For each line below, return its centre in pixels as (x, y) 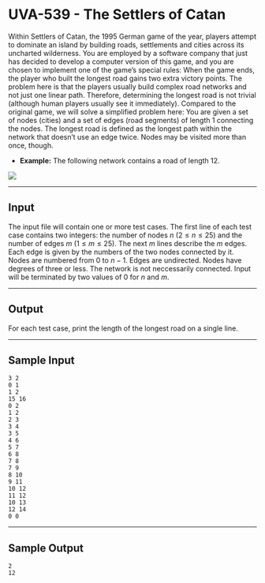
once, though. (31, 145)
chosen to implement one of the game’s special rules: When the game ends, (131, 69)
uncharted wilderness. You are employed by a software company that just (128, 53)
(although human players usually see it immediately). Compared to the (122, 103)
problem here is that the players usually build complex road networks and (127, 86)
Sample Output (46, 548)
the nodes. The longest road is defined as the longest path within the (120, 129)
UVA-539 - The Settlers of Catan (117, 15)
